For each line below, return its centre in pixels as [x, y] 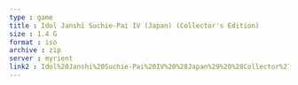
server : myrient [41, 58]
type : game [31, 17]
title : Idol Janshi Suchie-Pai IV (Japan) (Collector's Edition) [134, 26]
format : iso [33, 42]
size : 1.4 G [33, 34]
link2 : [24, 67]
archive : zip [35, 50]
